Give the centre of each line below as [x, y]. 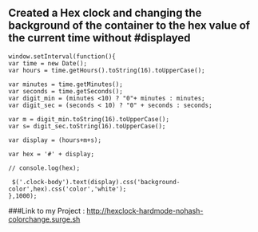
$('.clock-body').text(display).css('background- [96, 182]
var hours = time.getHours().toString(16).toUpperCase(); [107, 70]
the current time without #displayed [99, 38]
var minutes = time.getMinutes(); [66, 84]
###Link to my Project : [47, 210]
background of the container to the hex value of [129, 26]
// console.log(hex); [44, 168]
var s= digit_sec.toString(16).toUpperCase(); [87, 126]
